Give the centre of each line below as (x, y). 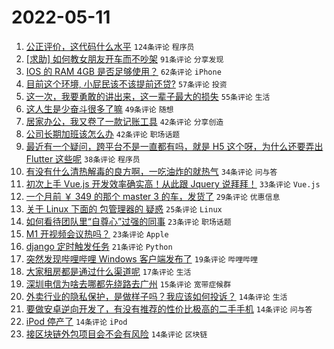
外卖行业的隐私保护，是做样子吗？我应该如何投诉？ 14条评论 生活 (156, 296)
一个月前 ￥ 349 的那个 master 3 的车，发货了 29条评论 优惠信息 (153, 196)
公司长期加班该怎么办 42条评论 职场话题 (103, 133)
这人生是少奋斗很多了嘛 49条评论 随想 (99, 108)
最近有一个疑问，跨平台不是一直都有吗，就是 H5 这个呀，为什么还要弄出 (174, 146)
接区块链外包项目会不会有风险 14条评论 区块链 (116, 333)
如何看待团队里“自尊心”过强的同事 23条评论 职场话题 (128, 221)
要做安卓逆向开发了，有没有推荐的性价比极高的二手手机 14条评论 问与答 (169, 308)
